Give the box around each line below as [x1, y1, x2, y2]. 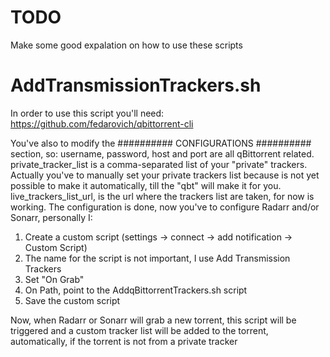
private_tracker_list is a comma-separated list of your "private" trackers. [10, 158, 308, 170]
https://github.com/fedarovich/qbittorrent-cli [10, 117, 194, 130]
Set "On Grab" [24, 273, 85, 285]
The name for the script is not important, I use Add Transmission [24, 252, 291, 264]
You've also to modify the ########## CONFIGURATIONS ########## [10, 137, 312, 149]
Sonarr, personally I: [10, 211, 93, 223]
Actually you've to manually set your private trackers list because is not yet [10, 169, 320, 181]
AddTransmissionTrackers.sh [10, 74, 262, 97]
